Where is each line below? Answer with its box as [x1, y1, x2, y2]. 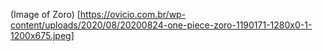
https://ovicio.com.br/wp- [79, 9, 187, 20]
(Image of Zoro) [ [10, 9, 81, 20]
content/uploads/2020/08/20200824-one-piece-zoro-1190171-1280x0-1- [10, 19, 313, 31]
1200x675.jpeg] [10, 30, 75, 41]
